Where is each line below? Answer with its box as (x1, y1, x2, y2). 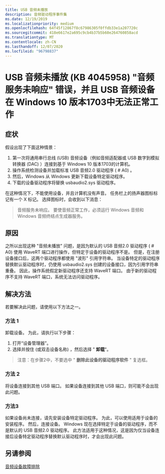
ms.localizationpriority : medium (5, 21, 74, 26)
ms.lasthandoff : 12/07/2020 (5, 44, 63, 49)
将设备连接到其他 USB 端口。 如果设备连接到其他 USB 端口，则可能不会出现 (5, 383, 159, 389)
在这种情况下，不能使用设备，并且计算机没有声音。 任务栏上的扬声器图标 (5, 190, 154, 196)
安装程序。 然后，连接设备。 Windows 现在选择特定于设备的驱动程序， (5, 421, 149, 427)
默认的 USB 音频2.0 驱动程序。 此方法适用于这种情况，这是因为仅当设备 (9, 427, 156, 433)
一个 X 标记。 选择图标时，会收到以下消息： (13, 196, 103, 202)
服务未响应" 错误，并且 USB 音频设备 (5, 84, 155, 95)
